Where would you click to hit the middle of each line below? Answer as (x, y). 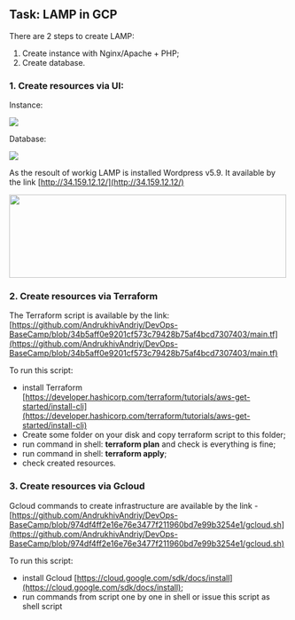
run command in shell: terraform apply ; (94, 454)
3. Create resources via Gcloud (77, 486)
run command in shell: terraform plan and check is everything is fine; (149, 444)
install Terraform (52, 388)
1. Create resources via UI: (66, 85)
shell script (42, 606)
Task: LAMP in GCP (63, 15)
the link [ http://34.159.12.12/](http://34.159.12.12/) (97, 182)
